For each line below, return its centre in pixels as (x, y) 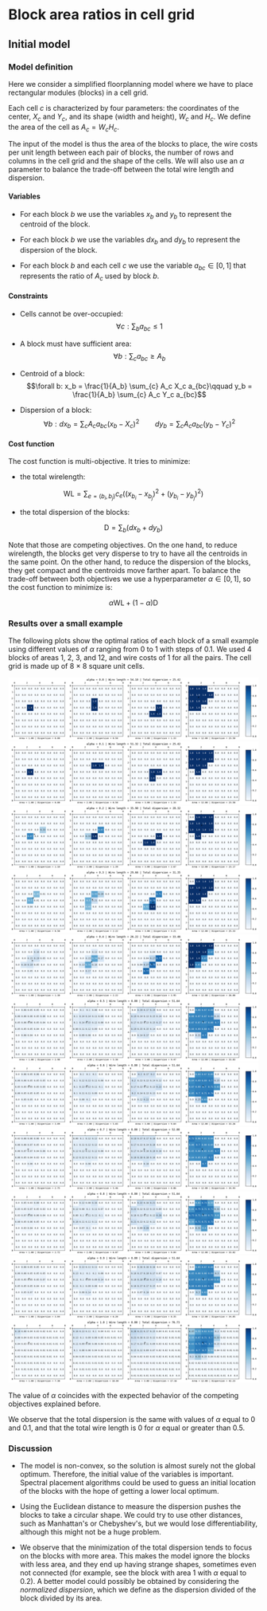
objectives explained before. (55, 1404)
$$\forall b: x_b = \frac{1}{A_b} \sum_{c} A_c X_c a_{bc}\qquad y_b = (139, 386)
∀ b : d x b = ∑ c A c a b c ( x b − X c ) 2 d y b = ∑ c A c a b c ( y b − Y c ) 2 (139, 424)
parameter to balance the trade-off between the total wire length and (121, 170)
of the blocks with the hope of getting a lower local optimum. (119, 1491)
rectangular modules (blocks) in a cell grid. (78, 92)
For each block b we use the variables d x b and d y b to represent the (130, 241)
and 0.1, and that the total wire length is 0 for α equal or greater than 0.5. (127, 1428)
